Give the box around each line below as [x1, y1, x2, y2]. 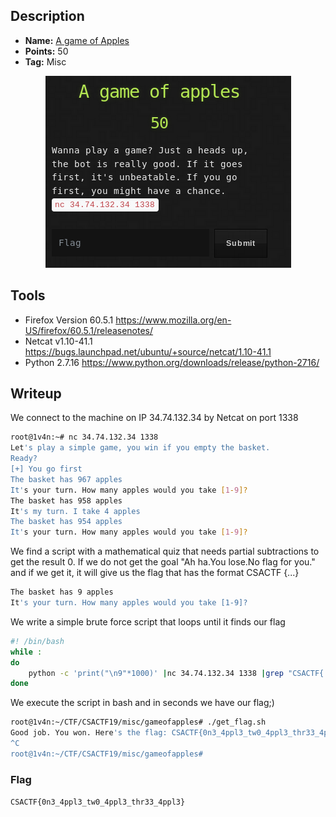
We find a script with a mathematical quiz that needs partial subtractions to [10, 545, 320, 558]
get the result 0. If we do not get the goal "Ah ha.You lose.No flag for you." [10, 556, 316, 568]
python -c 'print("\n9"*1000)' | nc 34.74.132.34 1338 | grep [28, 668, 284, 678]
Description [10, 8, 85, 25]
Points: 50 [24, 45, 69, 57]
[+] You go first [10, 464, 83, 474]
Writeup [10, 385, 62, 403]
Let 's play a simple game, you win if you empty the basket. [10, 443, 271, 453]
